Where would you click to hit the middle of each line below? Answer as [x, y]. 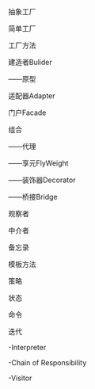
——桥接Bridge [33, 197]
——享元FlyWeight [38, 163]
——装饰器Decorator [42, 180]
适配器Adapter [32, 96]
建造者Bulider [30, 62]
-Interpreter [27, 347]
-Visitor [20, 378]
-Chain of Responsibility [47, 362]
